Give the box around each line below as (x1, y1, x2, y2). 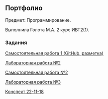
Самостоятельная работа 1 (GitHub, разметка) (5, 50, 104, 56)
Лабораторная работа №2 (5, 60, 61, 66)
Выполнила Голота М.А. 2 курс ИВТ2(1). (5, 27, 90, 33)
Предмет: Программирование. (5, 17, 71, 23)
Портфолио (5, 4, 43, 12)
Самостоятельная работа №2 (5, 69, 68, 76)
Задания (5, 39, 27, 46)
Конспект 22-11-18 (5, 89, 44, 95)
